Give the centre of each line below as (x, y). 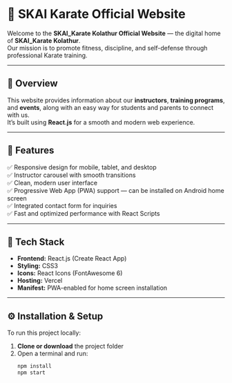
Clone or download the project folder (70, 346)
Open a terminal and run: (52, 354)
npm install (34, 366)
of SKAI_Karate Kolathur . (44, 40)
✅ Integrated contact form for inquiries (62, 205)
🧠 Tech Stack (36, 242)
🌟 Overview (32, 83)
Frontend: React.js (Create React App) (72, 259)
